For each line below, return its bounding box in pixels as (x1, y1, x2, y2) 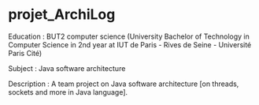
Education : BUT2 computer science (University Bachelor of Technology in (8, 32, 250, 41)
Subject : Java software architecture (8, 63, 126, 73)
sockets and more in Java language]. (8, 87, 128, 96)
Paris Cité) (8, 48, 43, 58)
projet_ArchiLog (8, 6, 116, 24)
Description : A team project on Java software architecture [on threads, (8, 79, 239, 88)
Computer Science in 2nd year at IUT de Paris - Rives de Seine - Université (8, 39, 252, 49)
